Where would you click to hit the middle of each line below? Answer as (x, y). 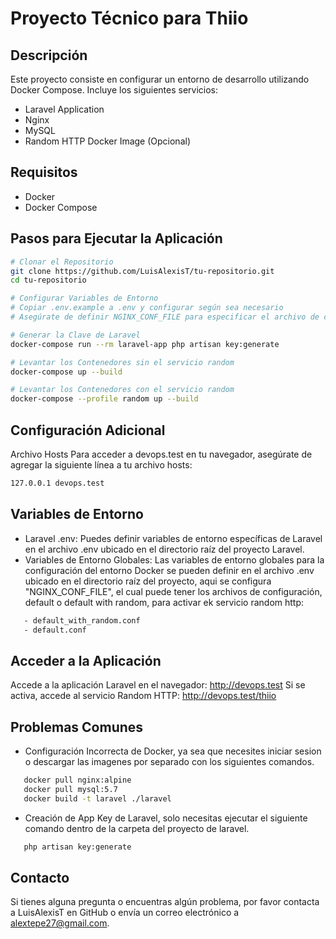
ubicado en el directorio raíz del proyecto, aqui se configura (148, 581)
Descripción (49, 55)
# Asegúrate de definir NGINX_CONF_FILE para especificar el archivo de (165, 317)
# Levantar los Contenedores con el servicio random (122, 390)
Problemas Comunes (77, 727)
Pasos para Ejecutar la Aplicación (116, 238)
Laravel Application (64, 109)
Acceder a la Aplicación (86, 660)
